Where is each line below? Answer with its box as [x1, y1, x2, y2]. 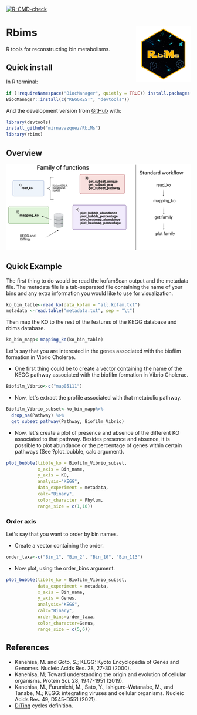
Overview [6, 147, 43, 158]
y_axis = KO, [37, 472, 69, 478]
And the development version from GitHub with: [6, 107, 121, 114]
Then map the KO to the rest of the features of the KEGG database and [6, 318, 177, 325]
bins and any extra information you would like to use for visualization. [6, 290, 174, 297]
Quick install [6, 62, 53, 73]
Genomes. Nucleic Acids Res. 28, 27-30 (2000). [14, 664, 131, 672]
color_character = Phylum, [37, 497, 104, 503]
